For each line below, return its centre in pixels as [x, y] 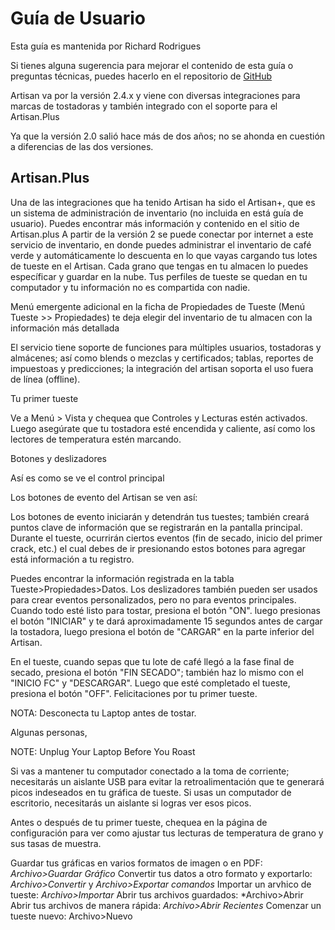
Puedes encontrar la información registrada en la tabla [122, 578]
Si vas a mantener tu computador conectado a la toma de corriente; [150, 771]
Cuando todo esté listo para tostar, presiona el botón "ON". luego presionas [165, 610]
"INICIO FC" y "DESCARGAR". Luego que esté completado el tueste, [150, 683]
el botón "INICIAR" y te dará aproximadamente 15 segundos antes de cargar [166, 621]
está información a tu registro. [72, 559]
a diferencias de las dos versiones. [82, 146]
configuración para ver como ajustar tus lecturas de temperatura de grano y [167, 833]
